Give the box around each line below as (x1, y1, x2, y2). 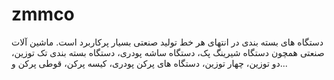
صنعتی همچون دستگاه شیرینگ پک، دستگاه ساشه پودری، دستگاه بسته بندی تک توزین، (11, 46, 325, 58)
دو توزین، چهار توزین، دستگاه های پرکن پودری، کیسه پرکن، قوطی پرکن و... (11, 57, 288, 69)
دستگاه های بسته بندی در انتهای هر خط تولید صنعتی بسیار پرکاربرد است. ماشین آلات (11, 36, 324, 48)
